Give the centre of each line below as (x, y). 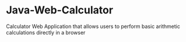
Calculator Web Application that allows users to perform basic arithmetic (93, 26)
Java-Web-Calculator (60, 10)
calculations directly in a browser (46, 32)
